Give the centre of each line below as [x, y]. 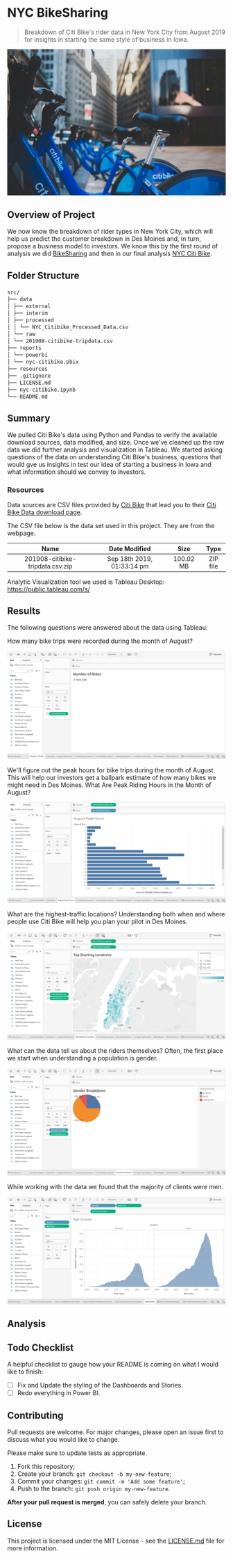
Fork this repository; [46, 1467]
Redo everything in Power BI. [59, 1393]
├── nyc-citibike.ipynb [42, 390]
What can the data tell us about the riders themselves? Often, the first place [115, 1050]
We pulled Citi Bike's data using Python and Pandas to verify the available [112, 435]
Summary [29, 418]
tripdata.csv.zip [50, 566]
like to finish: [25, 1372]
